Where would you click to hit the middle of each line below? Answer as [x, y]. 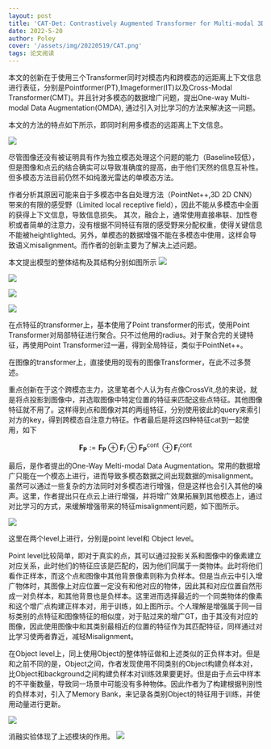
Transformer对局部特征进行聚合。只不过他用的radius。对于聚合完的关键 [128, 335]
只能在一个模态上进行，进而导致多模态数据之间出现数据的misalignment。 [136, 476]
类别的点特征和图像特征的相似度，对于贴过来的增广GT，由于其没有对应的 [137, 616]
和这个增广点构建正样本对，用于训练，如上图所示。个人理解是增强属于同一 [132, 606]
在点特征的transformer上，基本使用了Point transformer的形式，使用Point [129, 325]
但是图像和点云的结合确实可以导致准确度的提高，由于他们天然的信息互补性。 [135, 167]
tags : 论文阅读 [31, 53]
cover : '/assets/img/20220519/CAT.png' [75, 46]
